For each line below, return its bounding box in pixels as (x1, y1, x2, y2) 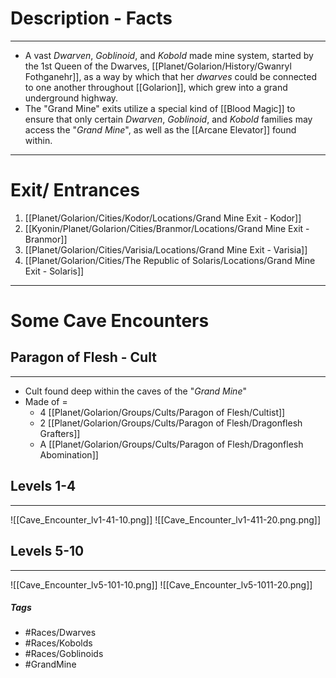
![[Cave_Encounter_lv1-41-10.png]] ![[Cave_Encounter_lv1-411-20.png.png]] (10, 513, 322, 526)
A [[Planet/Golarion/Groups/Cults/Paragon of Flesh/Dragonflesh (39, 438, 304, 450)
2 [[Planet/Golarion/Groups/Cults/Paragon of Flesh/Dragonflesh (39, 417, 303, 429)
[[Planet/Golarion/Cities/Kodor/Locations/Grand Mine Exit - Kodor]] (24, 212, 302, 224)
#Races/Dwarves (24, 627, 97, 639)
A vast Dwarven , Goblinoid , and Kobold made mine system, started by (24, 49, 314, 61)
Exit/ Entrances (10, 179, 140, 202)
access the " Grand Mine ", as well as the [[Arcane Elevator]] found (24, 123, 297, 136)
